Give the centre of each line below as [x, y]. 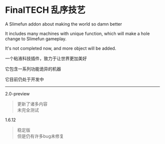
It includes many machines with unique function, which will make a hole [77, 33]
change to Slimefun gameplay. [36, 39]
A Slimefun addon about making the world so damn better [64, 24]
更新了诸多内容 [32, 104]
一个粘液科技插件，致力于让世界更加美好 [46, 58]
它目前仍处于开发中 [25, 79]
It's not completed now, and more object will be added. [61, 48]
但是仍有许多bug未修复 [41, 136]
